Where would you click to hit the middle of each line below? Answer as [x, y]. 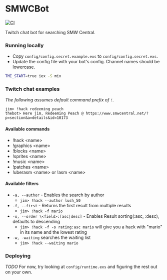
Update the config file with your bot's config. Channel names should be [86, 62]
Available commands [27, 129]
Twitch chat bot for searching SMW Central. [50, 32]
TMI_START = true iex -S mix [33, 76]
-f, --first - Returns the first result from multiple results [72, 205]
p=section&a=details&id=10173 [37, 118]
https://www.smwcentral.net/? [117, 113]
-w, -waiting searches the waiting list [51, 237]
